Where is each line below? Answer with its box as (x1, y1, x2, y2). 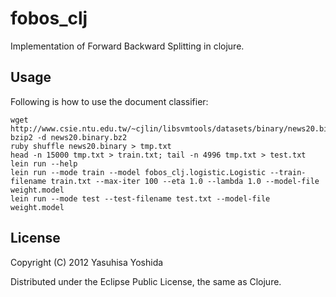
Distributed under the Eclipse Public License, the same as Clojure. (10, 275, 282, 287)
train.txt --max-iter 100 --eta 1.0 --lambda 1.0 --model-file (50, 176, 320, 186)
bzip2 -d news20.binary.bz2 (10, 132, 128, 142)
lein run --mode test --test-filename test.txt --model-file (10, 193, 271, 204)
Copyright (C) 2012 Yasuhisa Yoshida (10, 256, 164, 268)
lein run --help (10, 158, 78, 169)
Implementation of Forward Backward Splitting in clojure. (10, 40, 245, 52)
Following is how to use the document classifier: (10, 95, 209, 107)
